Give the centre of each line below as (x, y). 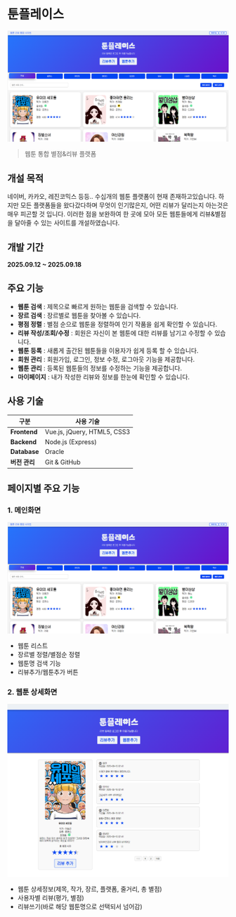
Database (25, 451)
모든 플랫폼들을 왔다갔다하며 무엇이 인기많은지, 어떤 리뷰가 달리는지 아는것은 (124, 205)
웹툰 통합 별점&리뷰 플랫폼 (60, 154)
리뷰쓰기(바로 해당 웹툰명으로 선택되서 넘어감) (80, 906)
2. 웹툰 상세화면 (32, 691)
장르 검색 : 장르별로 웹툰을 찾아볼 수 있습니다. (79, 315)
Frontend (24, 432)
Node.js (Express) (71, 442)
